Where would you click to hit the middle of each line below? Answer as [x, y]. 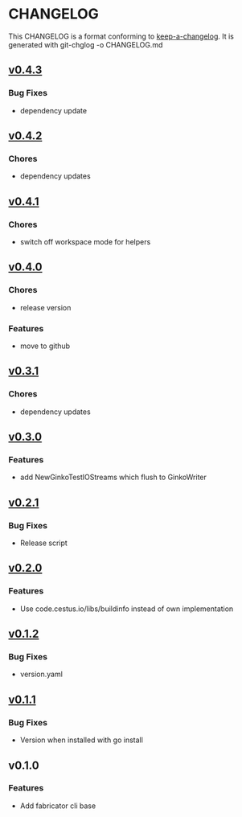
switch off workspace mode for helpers [85, 242]
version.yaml [41, 674]
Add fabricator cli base [58, 806]
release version [45, 307]
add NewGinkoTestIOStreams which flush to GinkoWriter [113, 477]
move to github [45, 346]
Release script [44, 543]
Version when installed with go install [81, 740]
